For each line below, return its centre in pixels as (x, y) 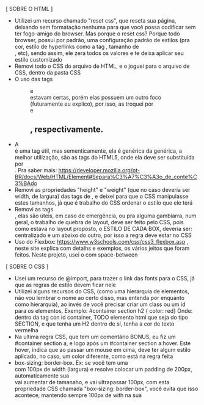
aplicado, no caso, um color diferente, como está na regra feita (94, 356)
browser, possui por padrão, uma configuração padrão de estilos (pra (102, 40)
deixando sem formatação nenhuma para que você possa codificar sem (105, 27)
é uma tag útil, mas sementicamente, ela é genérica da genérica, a (98, 151)
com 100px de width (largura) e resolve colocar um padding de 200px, (103, 369)
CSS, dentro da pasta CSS (47, 72)
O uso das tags (34, 79)
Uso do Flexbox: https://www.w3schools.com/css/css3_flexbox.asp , (101, 241)
